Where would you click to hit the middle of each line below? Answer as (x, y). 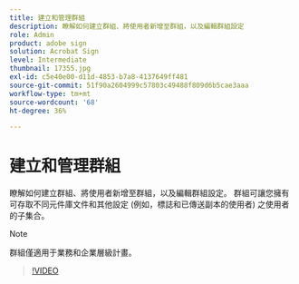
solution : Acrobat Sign (54, 52)
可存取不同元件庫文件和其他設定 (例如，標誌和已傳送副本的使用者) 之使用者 (149, 204)
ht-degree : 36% (38, 111)
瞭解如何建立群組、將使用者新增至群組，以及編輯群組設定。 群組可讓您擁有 (149, 193)
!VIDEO (45, 271)
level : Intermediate (48, 60)
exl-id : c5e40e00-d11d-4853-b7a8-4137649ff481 (99, 77)
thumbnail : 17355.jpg (50, 69)
